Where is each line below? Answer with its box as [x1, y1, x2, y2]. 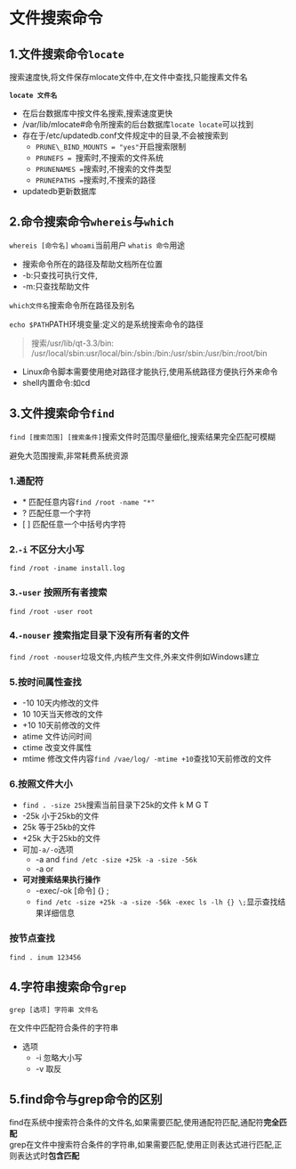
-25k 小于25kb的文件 [21, 811, 100, 822]
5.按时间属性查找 [9, 675, 82, 688]
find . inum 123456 [9, 952, 82, 962]
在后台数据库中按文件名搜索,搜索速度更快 [21, 108, 173, 119]
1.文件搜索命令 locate [9, 46, 124, 61]
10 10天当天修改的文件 [21, 709, 104, 720]
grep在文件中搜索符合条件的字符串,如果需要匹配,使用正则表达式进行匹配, [9, 1140, 275, 1150]
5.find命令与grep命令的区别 [9, 1091, 163, 1107]
